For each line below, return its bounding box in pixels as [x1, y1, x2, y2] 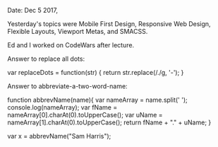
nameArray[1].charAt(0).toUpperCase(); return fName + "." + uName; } [7, 118, 212, 127]
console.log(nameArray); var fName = [7, 103, 118, 112]
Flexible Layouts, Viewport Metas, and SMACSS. [7, 28, 148, 35]
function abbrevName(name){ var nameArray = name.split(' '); [7, 95, 188, 104]
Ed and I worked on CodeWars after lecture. [7, 41, 135, 49]
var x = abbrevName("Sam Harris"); [7, 132, 111, 140]
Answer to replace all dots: [7, 54, 85, 63]
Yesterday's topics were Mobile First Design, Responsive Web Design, [7, 20, 211, 28]
